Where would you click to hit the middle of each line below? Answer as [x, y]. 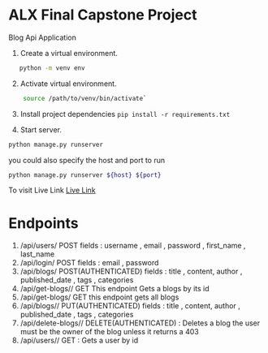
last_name [37, 254]
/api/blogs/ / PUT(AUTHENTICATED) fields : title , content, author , [130, 306]
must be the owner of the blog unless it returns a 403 [109, 332]
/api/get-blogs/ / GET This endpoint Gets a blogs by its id [115, 289]
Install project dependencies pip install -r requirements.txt [125, 114]
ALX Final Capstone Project [103, 15]
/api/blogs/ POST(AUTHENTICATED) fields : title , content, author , [131, 271]
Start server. [41, 129]
